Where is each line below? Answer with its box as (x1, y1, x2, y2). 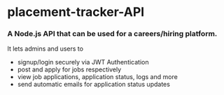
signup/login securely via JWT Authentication (17, 58, 149, 67)
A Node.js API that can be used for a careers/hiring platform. (7, 29, 218, 39)
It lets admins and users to (7, 44, 84, 53)
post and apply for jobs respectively (17, 65, 122, 74)
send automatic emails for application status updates (17, 80, 170, 89)
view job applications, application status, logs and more (17, 73, 178, 81)
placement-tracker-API (7, 4, 145, 20)
